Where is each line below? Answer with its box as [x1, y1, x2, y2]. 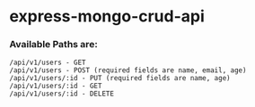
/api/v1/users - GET [9, 58, 87, 68]
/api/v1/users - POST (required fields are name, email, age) [9, 66, 247, 75]
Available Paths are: [9, 38, 99, 51]
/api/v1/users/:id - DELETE [9, 89, 115, 99]
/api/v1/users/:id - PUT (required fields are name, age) [9, 74, 231, 83]
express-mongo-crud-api [9, 6, 205, 27]
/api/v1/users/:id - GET [9, 82, 102, 91]
